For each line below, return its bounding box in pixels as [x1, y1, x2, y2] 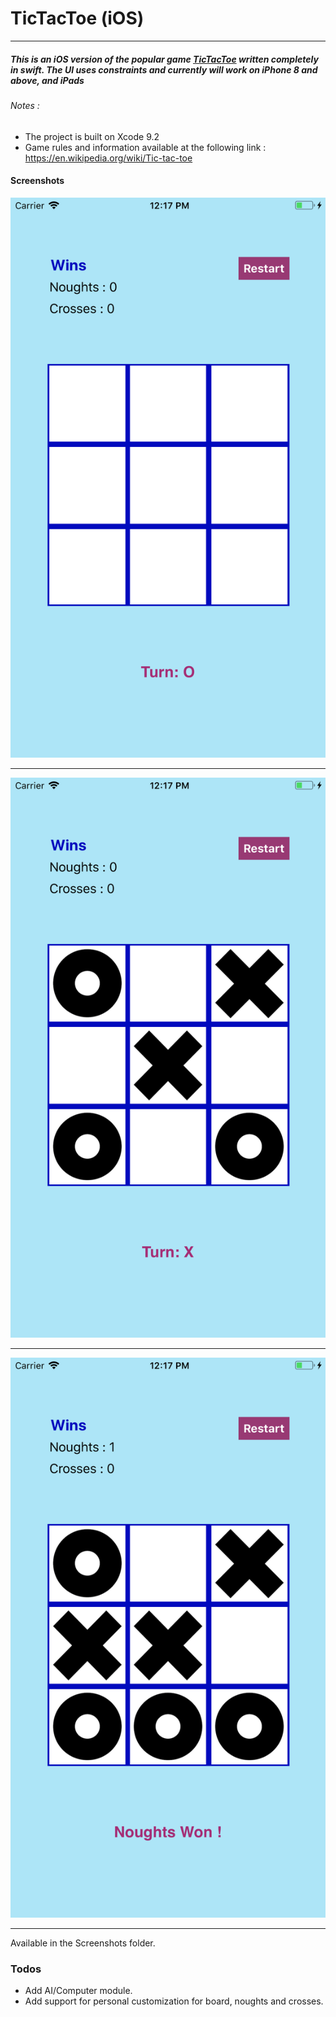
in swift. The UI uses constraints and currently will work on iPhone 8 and [10, 63, 318, 76]
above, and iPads [10, 74, 85, 86]
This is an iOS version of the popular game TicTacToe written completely [10, 53, 319, 65]
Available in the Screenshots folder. [10, 1937, 156, 1949]
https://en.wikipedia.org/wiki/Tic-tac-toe [24, 152, 193, 164]
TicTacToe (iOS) [10, 7, 145, 30]
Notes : [10, 99, 40, 111]
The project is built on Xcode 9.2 [24, 130, 160, 142]
